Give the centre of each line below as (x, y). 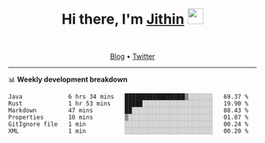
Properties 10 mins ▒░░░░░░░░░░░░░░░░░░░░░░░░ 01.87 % (128, 117)
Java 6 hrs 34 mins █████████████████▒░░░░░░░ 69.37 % (128, 97)
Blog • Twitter (132, 56)
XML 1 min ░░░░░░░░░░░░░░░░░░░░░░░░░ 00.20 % (128, 131)
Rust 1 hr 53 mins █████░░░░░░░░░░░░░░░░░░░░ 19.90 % (128, 103)
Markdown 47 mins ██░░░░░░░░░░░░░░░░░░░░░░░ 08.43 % (128, 110)
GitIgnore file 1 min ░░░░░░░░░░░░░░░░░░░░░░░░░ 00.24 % (128, 124)
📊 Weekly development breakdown (68, 79)
